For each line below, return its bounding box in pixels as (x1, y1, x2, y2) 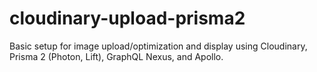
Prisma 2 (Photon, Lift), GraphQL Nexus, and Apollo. (9, 50, 224, 62)
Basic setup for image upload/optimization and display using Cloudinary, (9, 40, 308, 52)
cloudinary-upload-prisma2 (9, 7, 246, 30)
